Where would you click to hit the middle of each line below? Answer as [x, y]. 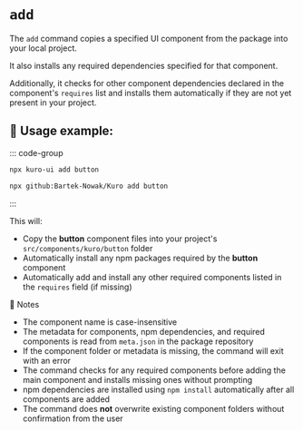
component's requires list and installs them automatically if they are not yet [151, 93]
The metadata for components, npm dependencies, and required [144, 331]
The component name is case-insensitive [100, 322]
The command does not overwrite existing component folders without [153, 408]
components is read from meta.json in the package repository [138, 341]
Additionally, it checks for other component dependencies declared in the [147, 83]
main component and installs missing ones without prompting [137, 379]
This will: [26, 220]
